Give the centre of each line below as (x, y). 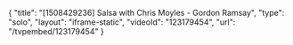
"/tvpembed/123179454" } (56, 31)
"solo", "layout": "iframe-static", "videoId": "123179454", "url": (122, 22)
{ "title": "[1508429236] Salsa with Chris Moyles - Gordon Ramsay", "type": (146, 13)
